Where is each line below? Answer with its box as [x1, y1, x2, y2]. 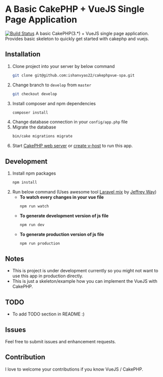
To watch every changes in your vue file [19, 194, 104, 200]
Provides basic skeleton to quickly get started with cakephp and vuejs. [5, 36, 150, 42]
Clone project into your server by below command [12, 63, 115, 69]
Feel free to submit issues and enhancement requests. [5, 339, 116, 344]
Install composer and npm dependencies [12, 100, 96, 106]
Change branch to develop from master [12, 82, 92, 88]
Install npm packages [12, 170, 56, 177]
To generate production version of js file [19, 231, 104, 237]
